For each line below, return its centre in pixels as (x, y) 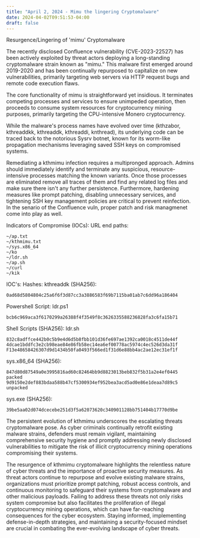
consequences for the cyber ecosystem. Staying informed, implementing (96, 516)
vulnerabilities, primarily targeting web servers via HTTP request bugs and (98, 77)
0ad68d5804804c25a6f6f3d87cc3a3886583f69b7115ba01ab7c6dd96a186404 (92, 295)
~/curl (14, 268)
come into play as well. (34, 214)
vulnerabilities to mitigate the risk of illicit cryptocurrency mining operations (99, 447)
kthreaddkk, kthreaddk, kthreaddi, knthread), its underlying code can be (95, 132)
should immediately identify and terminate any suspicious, (78, 169)
